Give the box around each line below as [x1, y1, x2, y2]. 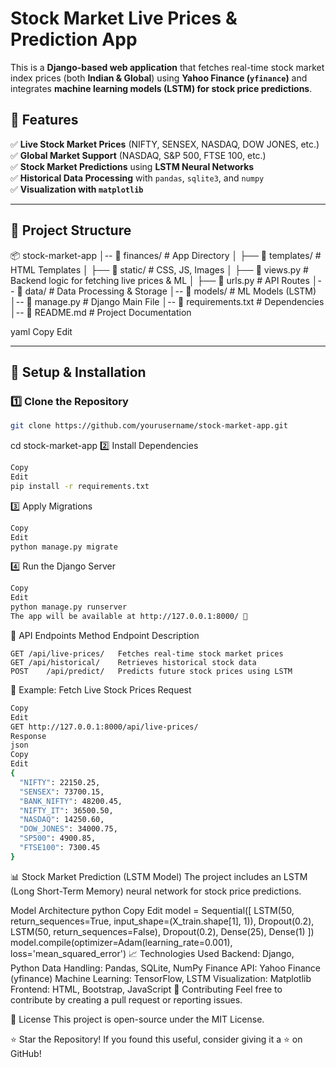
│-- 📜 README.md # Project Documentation [10, 306, 192, 318]
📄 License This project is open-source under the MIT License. [10, 1013, 265, 1025]
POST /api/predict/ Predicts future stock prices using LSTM [10, 666, 293, 676]
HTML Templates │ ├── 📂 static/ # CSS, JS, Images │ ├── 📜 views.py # [10, 263, 309, 276]
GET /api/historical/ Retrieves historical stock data [10, 657, 257, 667]
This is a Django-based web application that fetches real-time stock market [10, 61, 325, 73]
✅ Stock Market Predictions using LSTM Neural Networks [10, 160, 255, 172]
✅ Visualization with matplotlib [10, 183, 144, 195]
